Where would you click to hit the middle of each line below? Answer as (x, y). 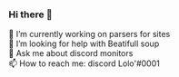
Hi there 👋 (31, 14)
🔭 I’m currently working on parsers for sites (89, 34)
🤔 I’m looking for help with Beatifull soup (84, 43)
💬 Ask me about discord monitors (71, 53)
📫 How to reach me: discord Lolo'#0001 (84, 63)
